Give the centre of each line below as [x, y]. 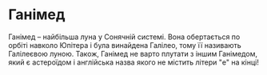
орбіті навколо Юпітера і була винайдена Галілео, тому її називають [125, 45]
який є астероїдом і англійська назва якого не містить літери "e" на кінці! [134, 62]
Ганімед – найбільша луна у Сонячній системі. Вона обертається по [124, 37]
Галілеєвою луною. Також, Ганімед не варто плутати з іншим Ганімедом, [133, 53]
